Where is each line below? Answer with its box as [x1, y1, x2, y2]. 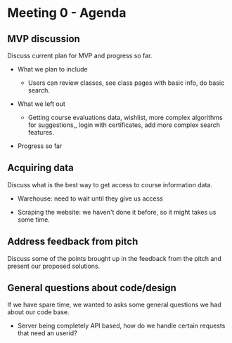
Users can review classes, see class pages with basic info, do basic [27, 79, 225, 87]
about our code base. [7, 308, 70, 316]
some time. [17, 215, 51, 224]
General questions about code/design [7, 282, 177, 294]
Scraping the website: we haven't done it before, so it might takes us [17, 208, 217, 216]
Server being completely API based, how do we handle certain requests [17, 321, 226, 330]
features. [27, 128, 55, 136]
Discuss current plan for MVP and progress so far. [7, 51, 153, 60]
